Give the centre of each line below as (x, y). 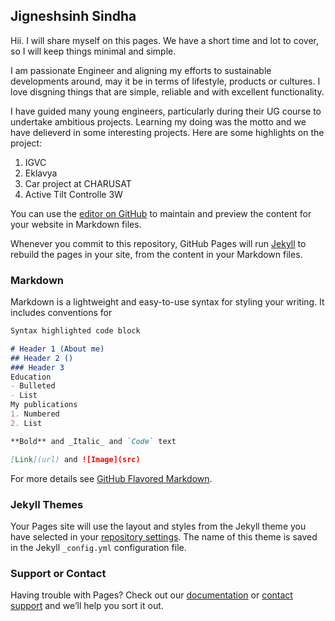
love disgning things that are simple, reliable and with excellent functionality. (167, 91)
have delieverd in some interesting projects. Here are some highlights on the (167, 132)
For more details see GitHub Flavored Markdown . (111, 478)
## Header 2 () (42, 358)
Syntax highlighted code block (75, 331)
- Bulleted (33, 386)
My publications (44, 405)
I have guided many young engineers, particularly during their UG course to (166, 111)
